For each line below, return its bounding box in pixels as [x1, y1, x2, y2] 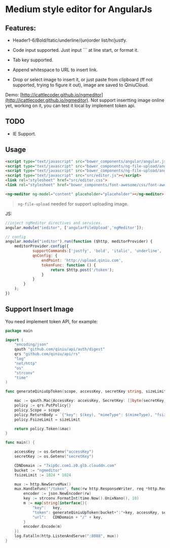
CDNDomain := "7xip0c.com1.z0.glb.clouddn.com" [14, 463, 116, 468]
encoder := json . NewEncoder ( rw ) [23, 491, 92, 496]
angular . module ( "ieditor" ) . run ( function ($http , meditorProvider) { [5, 239, 153, 244]
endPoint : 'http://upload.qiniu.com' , [41, 258, 123, 263]
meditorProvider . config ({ [14, 244, 69, 249]
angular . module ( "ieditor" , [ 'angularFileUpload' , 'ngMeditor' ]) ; [5, 225, 144, 230]
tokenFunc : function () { [41, 262, 96, 267]
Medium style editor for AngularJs [5, 4, 153, 15]
